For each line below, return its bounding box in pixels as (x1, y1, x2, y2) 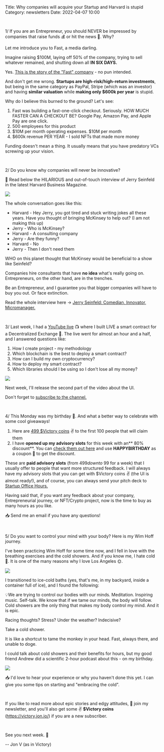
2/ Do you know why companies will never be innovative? (5, 167, 121, 173)
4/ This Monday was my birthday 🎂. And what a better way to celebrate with (5, 413, 158, 419)
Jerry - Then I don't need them (12, 246, 75, 252)
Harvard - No (12, 241, 39, 247)
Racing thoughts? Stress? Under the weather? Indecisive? (5, 617, 121, 623)
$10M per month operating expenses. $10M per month (12, 129, 122, 134)
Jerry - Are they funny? (12, 236, 60, 241)
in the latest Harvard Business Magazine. (5, 182, 88, 187)
